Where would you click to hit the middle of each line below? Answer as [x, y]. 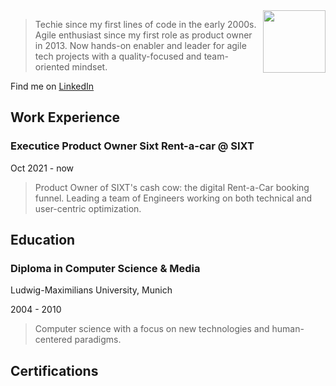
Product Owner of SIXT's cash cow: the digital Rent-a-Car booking [172, 187]
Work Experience [65, 117]
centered [53, 340]
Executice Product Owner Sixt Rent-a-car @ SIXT [132, 146]
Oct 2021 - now [42, 168]
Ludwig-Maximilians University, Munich [91, 290]
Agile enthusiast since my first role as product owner [143, 35]
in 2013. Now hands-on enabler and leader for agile [140, 45]
